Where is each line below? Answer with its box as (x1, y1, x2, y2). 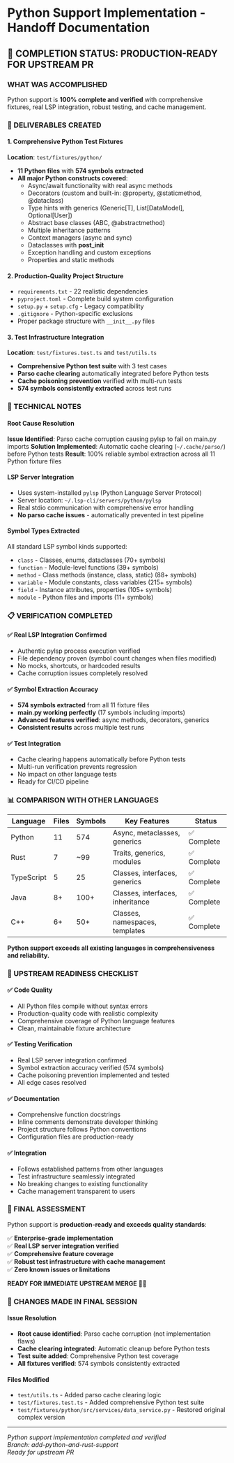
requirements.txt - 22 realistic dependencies (17, 287, 148, 296)
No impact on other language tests (17, 770, 117, 779)
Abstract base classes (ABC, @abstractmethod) (27, 219, 166, 226)
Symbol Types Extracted (7, 526, 80, 535)
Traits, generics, (112, 848, 166, 858)
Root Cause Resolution (7, 419, 75, 427)
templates (112, 925, 146, 935)
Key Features (125, 816, 170, 826)
